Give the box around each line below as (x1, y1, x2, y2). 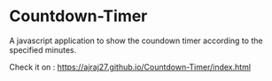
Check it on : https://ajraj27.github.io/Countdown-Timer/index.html (9, 62, 251, 72)
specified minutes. (9, 44, 77, 55)
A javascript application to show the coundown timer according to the (9, 35, 263, 46)
